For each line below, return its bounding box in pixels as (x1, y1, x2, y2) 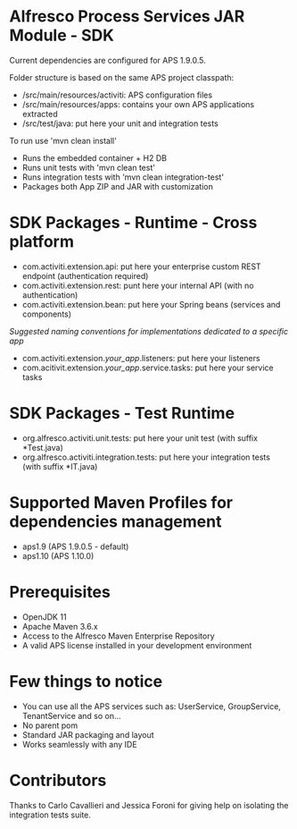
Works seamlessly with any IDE (21, 739, 137, 749)
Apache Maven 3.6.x (21, 621, 98, 631)
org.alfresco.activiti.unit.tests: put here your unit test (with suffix (21, 432, 259, 444)
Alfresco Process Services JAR (9, 6, 245, 27)
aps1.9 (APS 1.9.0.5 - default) (21, 541, 129, 552)
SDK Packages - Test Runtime (9, 403, 235, 424)
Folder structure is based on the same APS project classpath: (9, 72, 235, 82)
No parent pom (21, 720, 78, 731)
